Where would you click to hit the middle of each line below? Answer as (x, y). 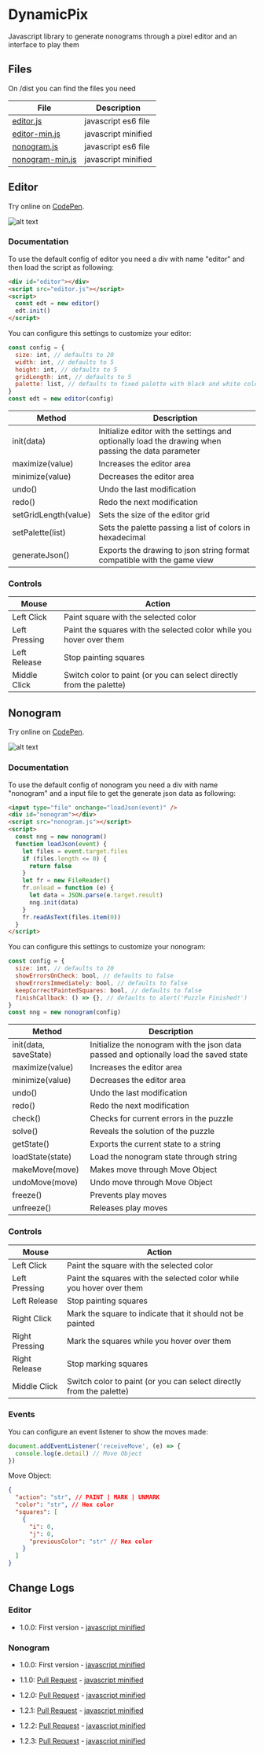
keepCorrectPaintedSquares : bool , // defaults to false (108, 990)
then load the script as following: (61, 267)
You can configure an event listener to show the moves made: (108, 1431)
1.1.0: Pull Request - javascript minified (81, 1680)
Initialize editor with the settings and (165, 432)
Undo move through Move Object (151, 1183)
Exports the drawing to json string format (174, 551)
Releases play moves (129, 1208)
